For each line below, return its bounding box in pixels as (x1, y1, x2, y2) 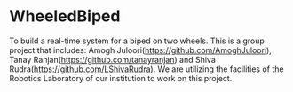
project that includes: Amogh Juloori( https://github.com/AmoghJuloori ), (9, 44, 273, 55)
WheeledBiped (9, 6, 121, 27)
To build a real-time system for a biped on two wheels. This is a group (9, 35, 265, 46)
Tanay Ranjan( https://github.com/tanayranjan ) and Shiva (9, 54, 216, 65)
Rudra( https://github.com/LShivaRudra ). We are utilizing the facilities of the (9, 64, 284, 74)
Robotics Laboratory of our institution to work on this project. (9, 73, 233, 83)
